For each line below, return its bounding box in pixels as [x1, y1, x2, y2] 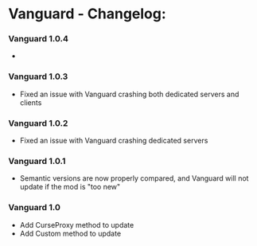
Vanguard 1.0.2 [8, 117, 68, 128]
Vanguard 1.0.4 [8, 33, 69, 45]
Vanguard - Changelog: [8, 5, 167, 23]
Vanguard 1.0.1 [8, 156, 66, 166]
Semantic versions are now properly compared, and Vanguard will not [19, 174, 249, 183]
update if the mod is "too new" [19, 182, 121, 192]
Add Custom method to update [19, 228, 122, 238]
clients [19, 97, 42, 107]
